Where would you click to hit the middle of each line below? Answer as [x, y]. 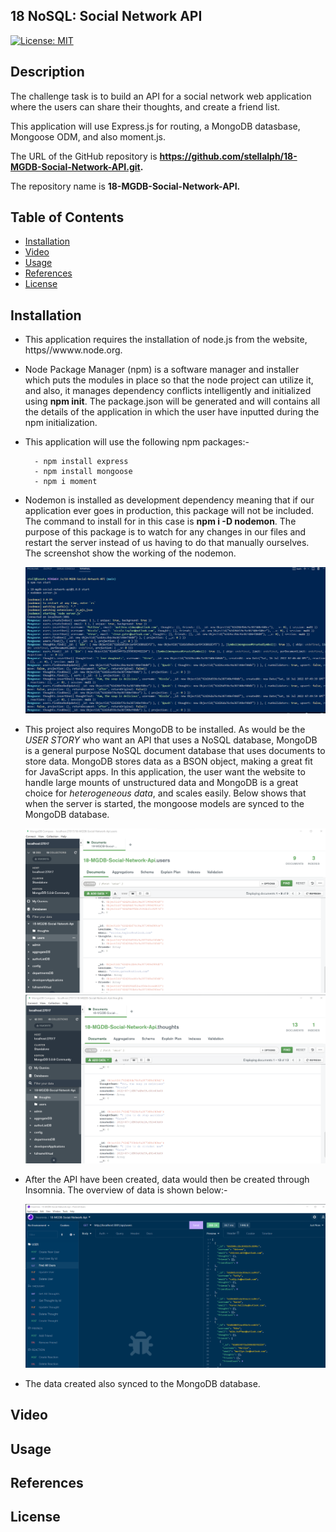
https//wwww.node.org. [73, 350]
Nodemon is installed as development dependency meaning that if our [169, 500]
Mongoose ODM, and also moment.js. [88, 136]
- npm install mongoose [83, 472]
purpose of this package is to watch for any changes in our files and [165, 532]
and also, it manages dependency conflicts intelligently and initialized [168, 391]
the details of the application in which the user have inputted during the [172, 412]
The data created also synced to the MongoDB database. [142, 1383]
